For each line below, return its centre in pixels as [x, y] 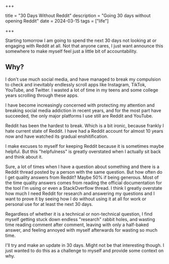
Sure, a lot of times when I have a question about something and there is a [82, 167]
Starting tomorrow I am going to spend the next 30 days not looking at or [81, 40]
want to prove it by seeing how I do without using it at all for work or [76, 199]
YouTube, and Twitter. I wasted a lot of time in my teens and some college [82, 90]
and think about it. [24, 156]
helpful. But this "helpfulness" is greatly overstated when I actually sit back [83, 151]
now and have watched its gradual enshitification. [57, 136]
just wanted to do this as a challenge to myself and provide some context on [84, 250]
